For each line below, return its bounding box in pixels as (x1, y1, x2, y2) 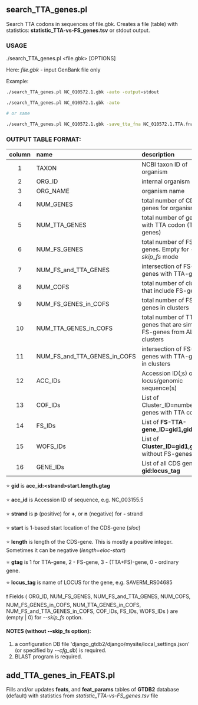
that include (141, 286, 175, 295)
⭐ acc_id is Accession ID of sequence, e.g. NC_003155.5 (6, 496, 144, 503)
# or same (6, 110, 31, 116)
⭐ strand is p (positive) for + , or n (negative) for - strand (6, 510, 143, 517)
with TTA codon (141, 221, 186, 229)
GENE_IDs (36, 463, 65, 471)
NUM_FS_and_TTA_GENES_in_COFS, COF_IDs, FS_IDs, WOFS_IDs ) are (6, 608, 179, 615)
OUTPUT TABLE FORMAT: (6, 135, 81, 143)
